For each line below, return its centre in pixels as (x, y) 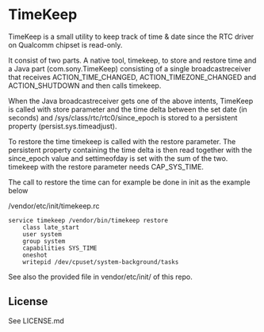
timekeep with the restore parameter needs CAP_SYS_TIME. (106, 166)
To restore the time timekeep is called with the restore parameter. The (122, 141)
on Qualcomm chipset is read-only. (65, 44)
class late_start (51, 227)
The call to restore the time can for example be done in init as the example (130, 182)
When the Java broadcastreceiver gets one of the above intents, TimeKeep (131, 101)
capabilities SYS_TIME (60, 248)
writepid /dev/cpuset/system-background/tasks (101, 262)
